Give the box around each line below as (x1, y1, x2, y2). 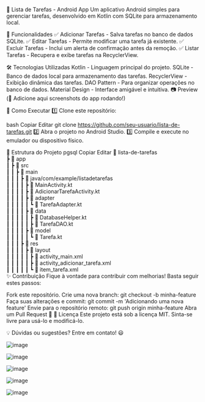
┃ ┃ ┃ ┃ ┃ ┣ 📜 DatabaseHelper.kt (6, 214, 87, 221)
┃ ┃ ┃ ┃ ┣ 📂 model (6, 227, 51, 234)
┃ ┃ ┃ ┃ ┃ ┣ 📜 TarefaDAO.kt (6, 221, 73, 227)
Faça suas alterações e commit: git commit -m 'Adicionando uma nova (6, 298, 184, 305)
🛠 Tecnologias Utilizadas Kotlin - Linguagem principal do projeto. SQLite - (6, 64, 194, 70)
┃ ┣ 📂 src (6, 162, 29, 169)
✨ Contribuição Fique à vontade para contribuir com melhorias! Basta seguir (6, 273, 199, 279)
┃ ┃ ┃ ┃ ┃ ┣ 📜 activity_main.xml (6, 253, 83, 260)
